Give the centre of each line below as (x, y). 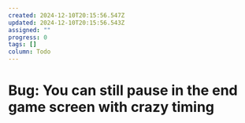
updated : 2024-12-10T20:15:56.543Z (67, 23)
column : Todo (30, 52)
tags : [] (22, 45)
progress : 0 (28, 37)
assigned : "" (30, 30)
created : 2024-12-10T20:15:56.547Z (67, 15)
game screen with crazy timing (111, 107)
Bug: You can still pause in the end (123, 90)
